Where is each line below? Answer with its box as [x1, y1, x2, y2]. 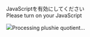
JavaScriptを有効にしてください [6, 5, 85, 12]
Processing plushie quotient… [12, 24, 85, 31]
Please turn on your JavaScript [6, 12, 82, 19]
